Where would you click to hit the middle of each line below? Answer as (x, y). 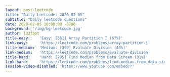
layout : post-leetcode (29, 10)
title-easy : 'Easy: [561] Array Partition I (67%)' (64, 38)
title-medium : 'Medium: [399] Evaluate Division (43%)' (67, 48)
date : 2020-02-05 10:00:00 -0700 (40, 24)
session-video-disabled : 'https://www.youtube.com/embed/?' (70, 66)
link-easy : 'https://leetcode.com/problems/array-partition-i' (78, 43)
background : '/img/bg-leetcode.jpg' (44, 29)
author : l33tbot (22, 33)
